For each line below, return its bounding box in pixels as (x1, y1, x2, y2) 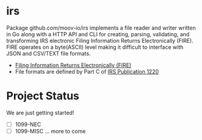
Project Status (6, 89, 80, 103)
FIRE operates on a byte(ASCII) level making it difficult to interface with (6, 43, 184, 51)
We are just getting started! (6, 109, 75, 116)
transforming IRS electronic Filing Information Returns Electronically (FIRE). (6, 37, 194, 44)
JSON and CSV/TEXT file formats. (6, 49, 91, 57)
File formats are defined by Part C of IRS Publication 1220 (15, 68, 159, 75)
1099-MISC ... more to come (15, 127, 86, 135)
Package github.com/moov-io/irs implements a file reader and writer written (6, 24, 196, 31)
